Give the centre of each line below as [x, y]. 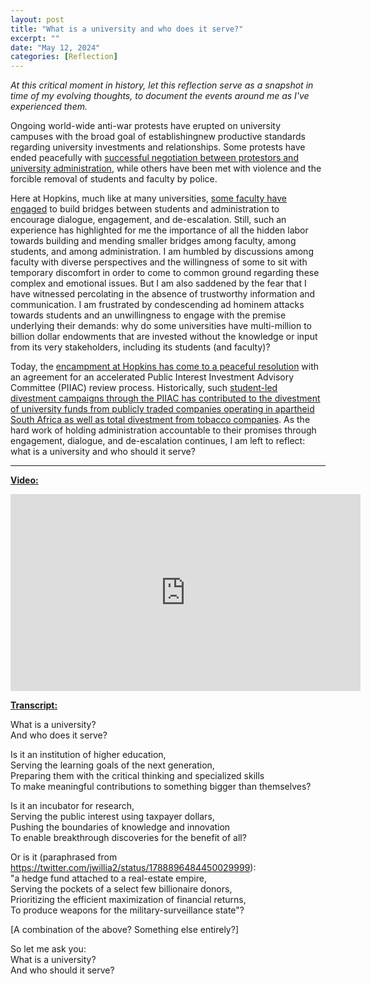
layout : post [37, 19]
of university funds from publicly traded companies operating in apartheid [162, 409]
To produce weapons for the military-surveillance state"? [127, 910]
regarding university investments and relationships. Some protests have [158, 147]
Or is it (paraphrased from [64, 857]
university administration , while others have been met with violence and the [166, 168]
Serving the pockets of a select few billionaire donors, [121, 889]
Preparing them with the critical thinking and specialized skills [137, 776]
